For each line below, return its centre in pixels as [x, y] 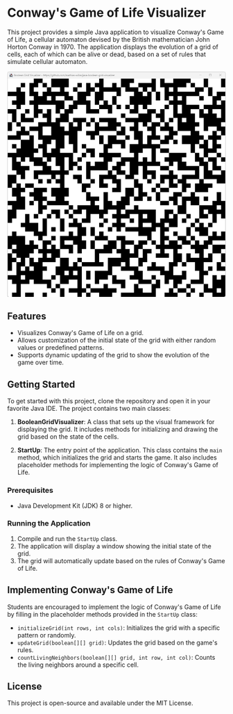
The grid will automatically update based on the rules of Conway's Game [121, 560]
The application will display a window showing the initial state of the [114, 546]
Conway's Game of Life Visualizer [107, 13]
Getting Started [41, 384]
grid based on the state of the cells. [68, 437]
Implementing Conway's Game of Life [90, 590]
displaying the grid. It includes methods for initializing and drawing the [118, 430]
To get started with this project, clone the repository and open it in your [109, 401]
